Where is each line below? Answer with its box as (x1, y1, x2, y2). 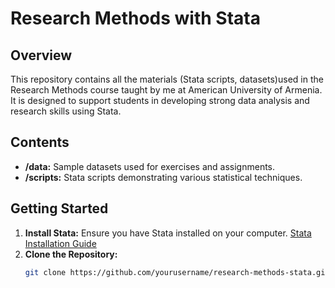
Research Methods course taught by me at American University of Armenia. (10, 84, 323, 96)
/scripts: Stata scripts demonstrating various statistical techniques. (24, 171, 303, 183)
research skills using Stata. (10, 105, 122, 117)
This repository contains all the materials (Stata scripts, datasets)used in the (10, 73, 324, 85)
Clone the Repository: (24, 248, 118, 260)
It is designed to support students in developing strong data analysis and (10, 95, 310, 106)
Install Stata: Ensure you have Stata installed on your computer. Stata (24, 227, 312, 239)
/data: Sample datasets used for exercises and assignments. (24, 160, 276, 172)
